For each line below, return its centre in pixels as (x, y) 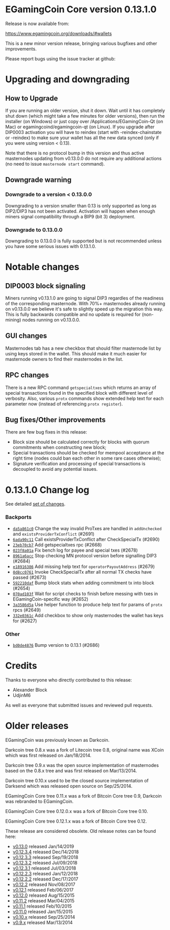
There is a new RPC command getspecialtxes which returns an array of (81, 388)
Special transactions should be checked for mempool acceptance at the (88, 453)
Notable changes (42, 267)
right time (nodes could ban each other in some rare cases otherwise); (87, 458)
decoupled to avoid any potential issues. (55, 469)
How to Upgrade (32, 98)
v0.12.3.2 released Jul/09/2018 (45, 863)
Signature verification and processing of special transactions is (79, 464)
